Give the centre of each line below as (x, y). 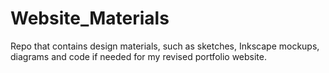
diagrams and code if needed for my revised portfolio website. (139, 56)
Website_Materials (90, 18)
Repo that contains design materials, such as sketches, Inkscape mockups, (165, 46)
